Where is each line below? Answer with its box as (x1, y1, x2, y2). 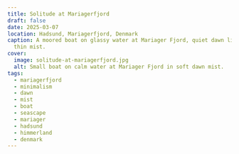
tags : (7, 70, 23, 77)
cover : (7, 50, 27, 57)
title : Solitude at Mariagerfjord (7, 10, 110, 18)
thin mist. (14, 43, 46, 50)
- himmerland (14, 129, 53, 136)
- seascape (14, 109, 46, 116)
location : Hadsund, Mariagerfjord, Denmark (7, 30, 139, 38)
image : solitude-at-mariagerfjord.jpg (14, 57, 129, 64)
